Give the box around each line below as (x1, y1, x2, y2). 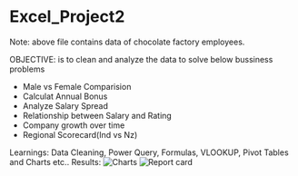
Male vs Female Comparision (22, 81, 132, 92)
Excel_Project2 (9, 6, 125, 27)
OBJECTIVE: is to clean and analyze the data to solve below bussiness (9, 54, 273, 64)
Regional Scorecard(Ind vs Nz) (22, 129, 138, 140)
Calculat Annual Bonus (22, 91, 108, 102)
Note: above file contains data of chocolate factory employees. (9, 36, 245, 47)
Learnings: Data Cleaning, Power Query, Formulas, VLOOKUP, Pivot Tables (9, 147, 289, 158)
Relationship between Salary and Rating (22, 110, 173, 121)
